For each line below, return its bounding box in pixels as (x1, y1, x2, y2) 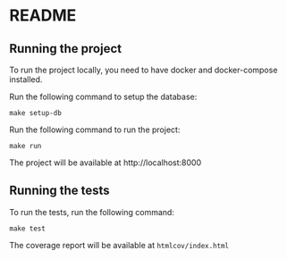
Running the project (9, 41, 122, 56)
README (9, 5, 77, 26)
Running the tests (9, 183, 110, 198)
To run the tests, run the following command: (9, 206, 174, 217)
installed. (9, 74, 43, 85)
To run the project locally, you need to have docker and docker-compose (9, 64, 278, 75)
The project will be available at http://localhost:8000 (9, 157, 202, 168)
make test (9, 224, 46, 233)
